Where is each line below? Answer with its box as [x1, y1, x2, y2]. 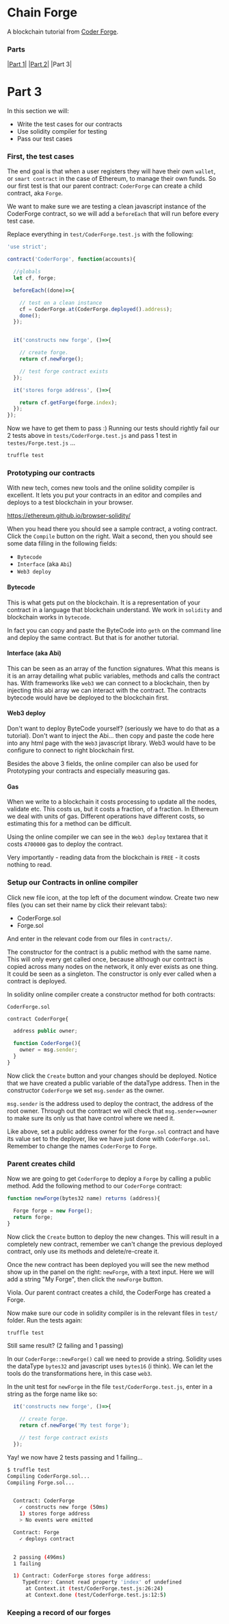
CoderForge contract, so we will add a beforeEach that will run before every [7, 210, 219, 218]
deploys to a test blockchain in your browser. [7, 498, 133, 506]
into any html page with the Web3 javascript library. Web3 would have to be [7, 739, 216, 747]
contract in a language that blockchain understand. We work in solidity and [7, 605, 222, 614]
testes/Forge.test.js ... [7, 439, 76, 447]
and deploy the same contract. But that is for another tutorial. [7, 633, 179, 641]
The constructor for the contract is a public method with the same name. [7, 948, 212, 956]
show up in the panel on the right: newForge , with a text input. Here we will [7, 1268, 214, 1276]
